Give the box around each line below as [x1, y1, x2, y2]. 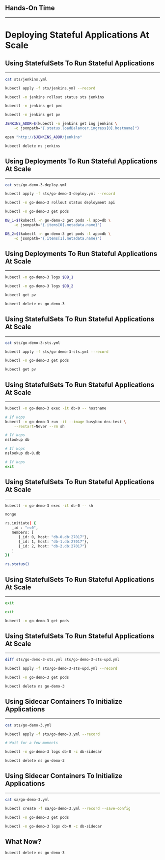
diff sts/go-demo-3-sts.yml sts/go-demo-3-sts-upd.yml [5, 657, 120, 662]
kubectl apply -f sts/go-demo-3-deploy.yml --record [5, 191, 115, 196]
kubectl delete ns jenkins [5, 143, 60, 148]
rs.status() [5, 562, 29, 567]
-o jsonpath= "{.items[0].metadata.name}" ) [14, 222, 102, 228]
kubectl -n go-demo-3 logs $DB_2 [5, 284, 74, 289]
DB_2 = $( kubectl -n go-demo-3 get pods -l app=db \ [5, 231, 111, 236]
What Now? [5, 837, 42, 846]
